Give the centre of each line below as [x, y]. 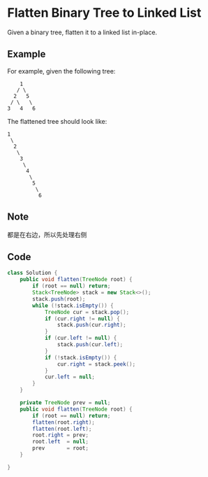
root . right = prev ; [61, 435]
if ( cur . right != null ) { [82, 319]
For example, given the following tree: [61, 71]
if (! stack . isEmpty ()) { [81, 357]
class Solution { [32, 273]
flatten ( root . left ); [62, 429]
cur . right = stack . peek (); [96, 364]
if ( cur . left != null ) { [81, 338]
